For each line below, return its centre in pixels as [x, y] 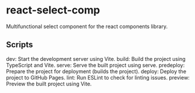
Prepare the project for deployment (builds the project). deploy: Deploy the [96, 71]
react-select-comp [53, 10]
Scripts [20, 45]
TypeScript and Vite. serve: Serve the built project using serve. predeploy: [95, 65]
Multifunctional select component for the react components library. [87, 26]
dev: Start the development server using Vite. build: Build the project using [96, 58]
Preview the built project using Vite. [49, 84]
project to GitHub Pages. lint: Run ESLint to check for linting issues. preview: [98, 77]
